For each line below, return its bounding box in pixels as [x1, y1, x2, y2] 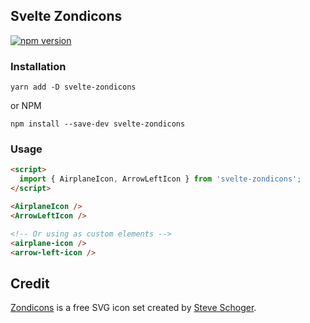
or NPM [10, 100, 42, 112]
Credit [10, 275, 50, 292]
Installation [10, 59, 67, 73]
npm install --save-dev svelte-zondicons [10, 119, 186, 129]
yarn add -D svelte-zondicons [10, 82, 137, 93]
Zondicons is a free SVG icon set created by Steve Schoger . [10, 302, 257, 314]
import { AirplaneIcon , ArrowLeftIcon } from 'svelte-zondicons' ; [19, 174, 302, 184]
